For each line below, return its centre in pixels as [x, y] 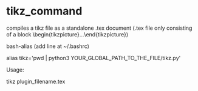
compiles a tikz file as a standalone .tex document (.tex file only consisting [99, 28]
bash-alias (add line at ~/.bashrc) [48, 46]
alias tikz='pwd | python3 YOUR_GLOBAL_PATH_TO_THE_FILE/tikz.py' [94, 58]
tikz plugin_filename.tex [36, 81]
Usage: [15, 69]
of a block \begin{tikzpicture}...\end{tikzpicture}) [67, 34]
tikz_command [44, 11]
